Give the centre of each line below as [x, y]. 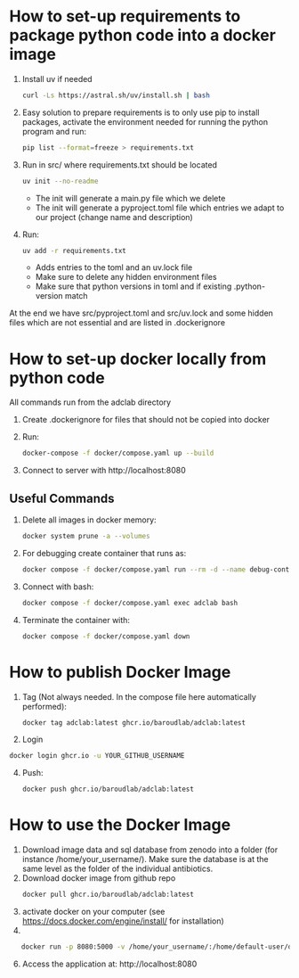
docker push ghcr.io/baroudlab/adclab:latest [108, 789]
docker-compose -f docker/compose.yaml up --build [118, 453]
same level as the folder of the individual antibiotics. [117, 869]
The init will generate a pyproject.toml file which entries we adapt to [160, 208]
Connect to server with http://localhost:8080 [104, 471]
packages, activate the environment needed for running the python [145, 121]
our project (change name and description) [114, 217]
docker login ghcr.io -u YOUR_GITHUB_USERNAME [97, 756]
